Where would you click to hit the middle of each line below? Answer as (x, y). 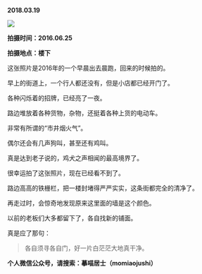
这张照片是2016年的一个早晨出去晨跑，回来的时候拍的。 (88, 68)
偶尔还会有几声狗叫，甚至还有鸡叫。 (60, 143)
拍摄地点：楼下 (29, 53)
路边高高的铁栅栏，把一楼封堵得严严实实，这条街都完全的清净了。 (103, 188)
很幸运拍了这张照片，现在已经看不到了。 (66, 173)
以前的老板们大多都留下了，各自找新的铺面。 (72, 218)
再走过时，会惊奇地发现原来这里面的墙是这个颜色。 (81, 203)
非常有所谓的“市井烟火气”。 (47, 128)
